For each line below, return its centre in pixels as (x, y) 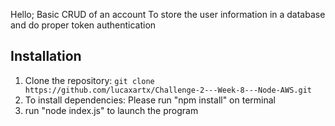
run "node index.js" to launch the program (111, 110)
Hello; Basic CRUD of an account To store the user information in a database (168, 14)
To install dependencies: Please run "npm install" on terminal (150, 100)
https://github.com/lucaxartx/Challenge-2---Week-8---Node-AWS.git (168, 90)
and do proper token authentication (83, 25)
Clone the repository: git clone (89, 80)
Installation (46, 56)
